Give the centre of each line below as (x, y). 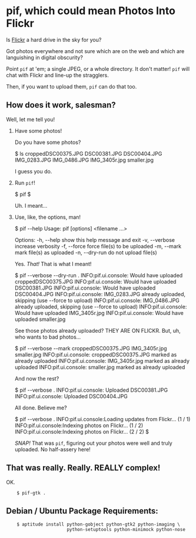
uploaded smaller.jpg (40, 319)
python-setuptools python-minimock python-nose (126, 530)
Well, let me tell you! (31, 119)
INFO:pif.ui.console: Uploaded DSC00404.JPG (71, 396)
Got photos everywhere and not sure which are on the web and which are (95, 51)
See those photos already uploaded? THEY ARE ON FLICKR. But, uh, (97, 330)
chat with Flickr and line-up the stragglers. (57, 75)
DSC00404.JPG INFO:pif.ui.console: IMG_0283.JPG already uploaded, (100, 294)
